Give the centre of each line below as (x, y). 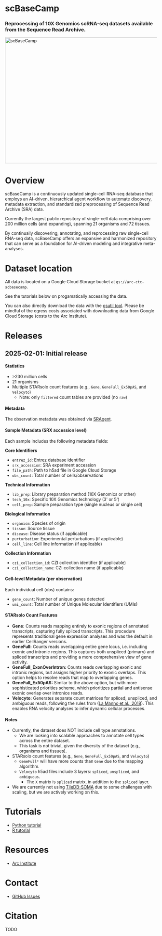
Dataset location (39, 268)
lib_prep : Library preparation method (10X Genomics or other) (74, 494)
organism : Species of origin (39, 523)
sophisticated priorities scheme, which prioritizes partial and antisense (82, 688)
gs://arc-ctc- (130, 282)
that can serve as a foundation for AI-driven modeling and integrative (74, 243)
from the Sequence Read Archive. (45, 30)
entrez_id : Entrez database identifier (48, 460)
